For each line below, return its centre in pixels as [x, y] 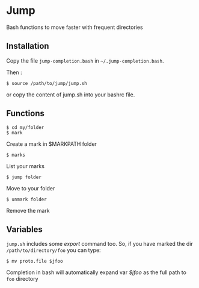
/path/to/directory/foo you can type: [54, 250]
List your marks [26, 166]
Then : [14, 72]
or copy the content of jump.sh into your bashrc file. [71, 95]
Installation [28, 46]
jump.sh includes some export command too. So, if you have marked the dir [100, 244]
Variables [25, 229]
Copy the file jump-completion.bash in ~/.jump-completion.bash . [85, 60]
